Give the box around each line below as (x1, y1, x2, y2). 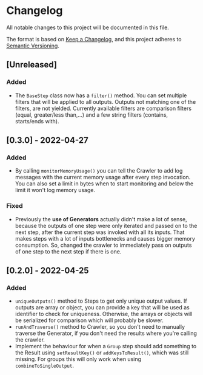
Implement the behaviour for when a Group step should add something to (15, 343, 197, 350)
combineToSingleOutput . (15, 362, 75, 370)
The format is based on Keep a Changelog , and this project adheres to (6, 35, 182, 43)
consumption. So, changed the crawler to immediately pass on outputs (15, 241, 192, 249)
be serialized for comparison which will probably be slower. (15, 317, 164, 324)
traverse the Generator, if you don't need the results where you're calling (15, 329, 197, 337)
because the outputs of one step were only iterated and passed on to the (15, 222, 198, 229)
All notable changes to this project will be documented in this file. (6, 24, 170, 31)
